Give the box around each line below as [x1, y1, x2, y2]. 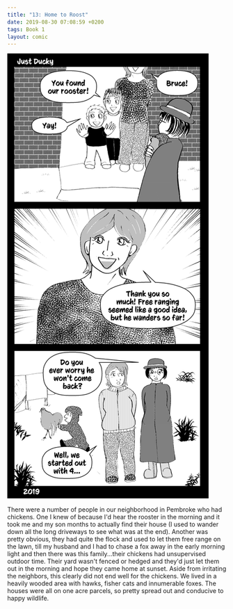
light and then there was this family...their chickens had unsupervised [7, 550, 207, 558]
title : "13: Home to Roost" [7, 11, 89, 18]
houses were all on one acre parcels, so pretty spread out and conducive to [7, 587, 224, 595]
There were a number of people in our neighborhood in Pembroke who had [7, 505, 223, 514]
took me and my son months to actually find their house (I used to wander [7, 520, 219, 528]
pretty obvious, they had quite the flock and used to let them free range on [7, 535, 221, 544]
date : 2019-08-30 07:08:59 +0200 [7, 18, 104, 26]
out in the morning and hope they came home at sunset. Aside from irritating [7, 565, 227, 573]
